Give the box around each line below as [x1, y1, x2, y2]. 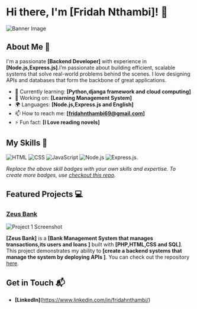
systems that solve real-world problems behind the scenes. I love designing [6, 70, 190, 77]
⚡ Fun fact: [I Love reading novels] [14, 118, 100, 126]
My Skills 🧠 [6, 138, 47, 148]
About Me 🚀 [6, 42, 50, 52]
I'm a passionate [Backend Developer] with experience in [6, 57, 147, 64]
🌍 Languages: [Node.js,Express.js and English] [14, 100, 134, 108]
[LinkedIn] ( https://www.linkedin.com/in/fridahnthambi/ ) [14, 297, 151, 304]
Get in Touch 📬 [6, 278, 65, 288]
